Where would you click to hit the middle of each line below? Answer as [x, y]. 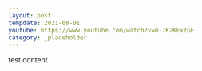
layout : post [30, 15]
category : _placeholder [48, 37]
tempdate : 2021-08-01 [44, 23]
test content [28, 60]
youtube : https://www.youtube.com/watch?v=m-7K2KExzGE [101, 30]
